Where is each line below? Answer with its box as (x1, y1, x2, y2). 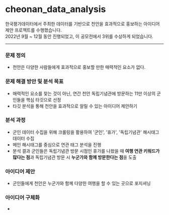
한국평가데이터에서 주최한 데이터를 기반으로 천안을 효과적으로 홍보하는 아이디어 (5, 21, 160, 27)
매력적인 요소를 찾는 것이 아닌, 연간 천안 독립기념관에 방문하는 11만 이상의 (12, 90, 156, 96)
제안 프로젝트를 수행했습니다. (5, 27, 62, 33)
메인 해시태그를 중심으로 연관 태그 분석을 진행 (12, 142, 102, 148)
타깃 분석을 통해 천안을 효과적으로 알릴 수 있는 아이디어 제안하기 (12, 103, 137, 109)
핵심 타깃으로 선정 (26, 96, 61, 102)
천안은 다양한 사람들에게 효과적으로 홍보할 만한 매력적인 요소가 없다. (12, 64, 146, 70)
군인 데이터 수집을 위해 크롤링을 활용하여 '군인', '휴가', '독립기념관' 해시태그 (12, 129, 159, 135)
